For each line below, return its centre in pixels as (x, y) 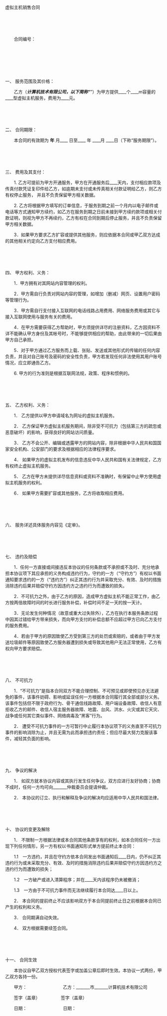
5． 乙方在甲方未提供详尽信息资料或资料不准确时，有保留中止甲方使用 (85, 476)
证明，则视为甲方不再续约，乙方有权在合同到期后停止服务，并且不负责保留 (85, 218)
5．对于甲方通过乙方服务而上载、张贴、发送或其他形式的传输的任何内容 (87, 350)
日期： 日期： (45, 1008)
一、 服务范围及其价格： (30, 81)
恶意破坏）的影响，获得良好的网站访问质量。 (51, 432)
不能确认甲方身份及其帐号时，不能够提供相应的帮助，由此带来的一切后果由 (85, 334)
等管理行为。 (18, 300)
